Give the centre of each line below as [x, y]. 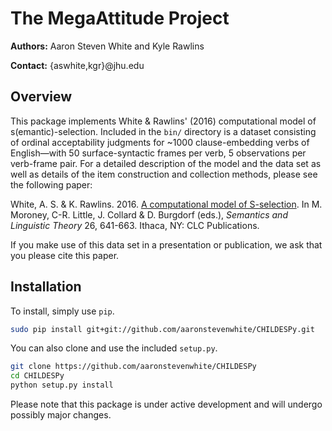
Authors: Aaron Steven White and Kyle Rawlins [107, 46]
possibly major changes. [61, 415]
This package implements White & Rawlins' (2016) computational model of [163, 121]
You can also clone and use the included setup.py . [114, 348]
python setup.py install [62, 385]
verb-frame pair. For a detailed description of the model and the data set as [166, 163]
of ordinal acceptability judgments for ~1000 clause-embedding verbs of [160, 142]
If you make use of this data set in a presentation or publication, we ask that [166, 244]
